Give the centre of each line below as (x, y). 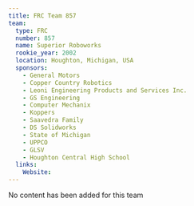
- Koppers (39, 113)
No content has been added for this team (76, 195)
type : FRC (32, 30)
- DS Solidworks (50, 127)
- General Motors (51, 75)
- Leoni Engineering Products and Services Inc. (105, 90)
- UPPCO (35, 142)
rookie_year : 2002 (46, 53)
